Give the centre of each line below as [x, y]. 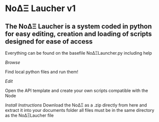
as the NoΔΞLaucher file [29, 115]
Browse [13, 62]
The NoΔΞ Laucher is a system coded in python [79, 26]
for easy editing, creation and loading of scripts [79, 34]
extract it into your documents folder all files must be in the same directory [80, 110]
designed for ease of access [49, 41]
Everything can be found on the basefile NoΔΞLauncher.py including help [79, 53]
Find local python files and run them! [42, 72]
